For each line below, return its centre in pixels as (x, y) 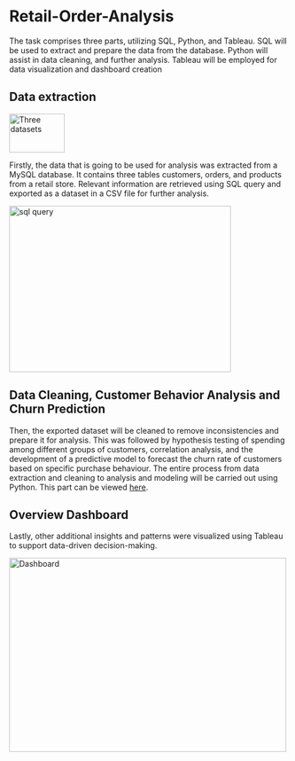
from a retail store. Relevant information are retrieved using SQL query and (145, 184)
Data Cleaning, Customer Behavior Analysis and (145, 395)
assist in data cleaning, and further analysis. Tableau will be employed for (143, 59)
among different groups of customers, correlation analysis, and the (132, 449)
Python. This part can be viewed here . (79, 487)
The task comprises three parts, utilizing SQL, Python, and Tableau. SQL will (148, 41)
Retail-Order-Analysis (92, 16)
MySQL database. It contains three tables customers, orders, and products (145, 174)
